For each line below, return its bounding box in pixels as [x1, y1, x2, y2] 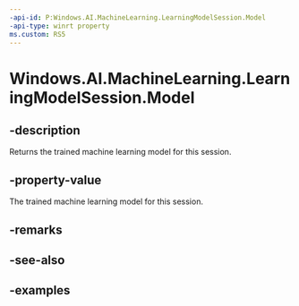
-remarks [9, 222, 63, 237]
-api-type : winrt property [9, 21, 110, 30]
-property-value [9, 172, 102, 188]
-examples [9, 283, 71, 298]
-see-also [9, 252, 65, 268]
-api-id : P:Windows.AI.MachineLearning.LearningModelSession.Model [9, 13, 267, 22]
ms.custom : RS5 [9, 30, 66, 38]
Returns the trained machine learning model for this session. [9, 147, 232, 157]
